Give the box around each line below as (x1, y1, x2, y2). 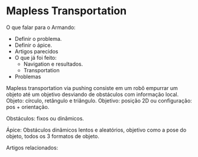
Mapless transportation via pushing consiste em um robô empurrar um (6, 84, 178, 91)
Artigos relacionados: (6, 144, 59, 151)
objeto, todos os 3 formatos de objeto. (6, 132, 99, 140)
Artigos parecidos (14, 47, 59, 55)
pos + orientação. (6, 103, 50, 110)
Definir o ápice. (14, 41, 52, 49)
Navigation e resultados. (23, 60, 83, 68)
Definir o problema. (14, 35, 62, 42)
